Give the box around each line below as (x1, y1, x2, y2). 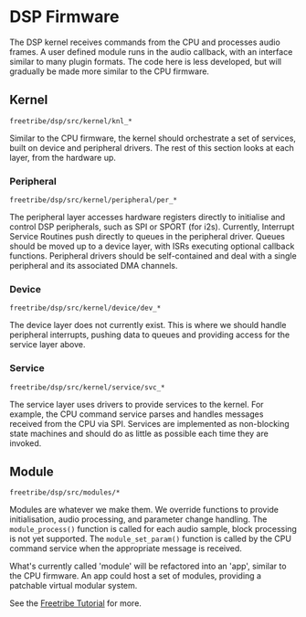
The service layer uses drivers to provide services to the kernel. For (9, 399, 264, 410)
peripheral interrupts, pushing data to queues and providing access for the (9, 329, 290, 340)
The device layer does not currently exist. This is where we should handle (9, 320, 287, 331)
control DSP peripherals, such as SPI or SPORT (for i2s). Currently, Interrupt (9, 221, 295, 232)
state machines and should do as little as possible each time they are (9, 428, 269, 439)
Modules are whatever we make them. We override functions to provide (9, 505, 280, 516)
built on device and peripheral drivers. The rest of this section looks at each (9, 142, 294, 153)
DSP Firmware (9, 6, 120, 27)
